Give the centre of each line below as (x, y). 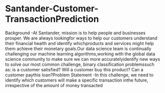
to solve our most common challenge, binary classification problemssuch (80, 64)
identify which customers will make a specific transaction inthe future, (77, 80)
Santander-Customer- (52, 9)
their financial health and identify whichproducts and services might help (80, 43)
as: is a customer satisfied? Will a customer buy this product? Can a (74, 69)
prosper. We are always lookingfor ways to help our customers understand (81, 38)
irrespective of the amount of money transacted (54, 85)
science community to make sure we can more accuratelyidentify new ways (82, 59)
